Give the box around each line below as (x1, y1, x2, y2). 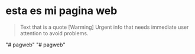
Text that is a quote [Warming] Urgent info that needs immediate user (19, 23, 189, 31)
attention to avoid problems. (19, 29, 89, 36)
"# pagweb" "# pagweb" (5, 41, 66, 48)
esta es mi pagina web (5, 4, 118, 18)
